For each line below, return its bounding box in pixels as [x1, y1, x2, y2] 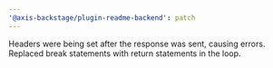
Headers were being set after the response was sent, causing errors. [8, 38, 266, 49]
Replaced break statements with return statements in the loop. [8, 47, 241, 59]
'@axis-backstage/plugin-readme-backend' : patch [8, 13, 196, 23]
